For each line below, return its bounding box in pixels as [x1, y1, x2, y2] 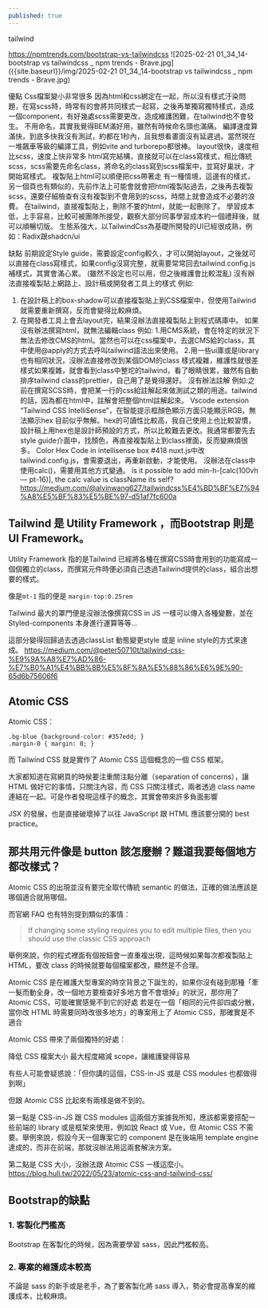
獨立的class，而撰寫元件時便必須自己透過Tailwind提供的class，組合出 [22, 564, 251, 574]
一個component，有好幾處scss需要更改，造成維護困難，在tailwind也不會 [8, 111, 247, 121]
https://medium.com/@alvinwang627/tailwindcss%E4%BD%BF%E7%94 [19, 483, 260, 492]
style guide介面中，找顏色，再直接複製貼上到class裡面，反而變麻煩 [19, 435, 242, 445]
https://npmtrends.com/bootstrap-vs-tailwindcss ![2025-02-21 [8, 49, 215, 58]
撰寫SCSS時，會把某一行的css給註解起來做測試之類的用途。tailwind [33, 385, 258, 395]
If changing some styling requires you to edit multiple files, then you [27, 925, 251, 935]
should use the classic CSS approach [27, 934, 151, 944]
